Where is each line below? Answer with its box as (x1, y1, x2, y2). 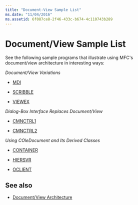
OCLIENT (12, 166, 32, 172)
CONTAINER (12, 147, 38, 153)
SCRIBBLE (12, 89, 34, 95)
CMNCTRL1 (12, 118, 36, 124)
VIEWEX (12, 98, 30, 105)
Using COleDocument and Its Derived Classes (5, 137, 100, 143)
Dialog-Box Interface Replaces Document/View (5, 108, 103, 114)
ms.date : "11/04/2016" (5, 12, 52, 17)
